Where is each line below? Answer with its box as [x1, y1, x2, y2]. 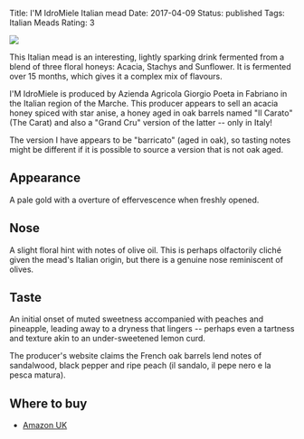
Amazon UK [22, 420, 68, 431]
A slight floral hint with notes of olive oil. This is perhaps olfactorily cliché [9, 244, 282, 256]
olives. [9, 264, 34, 275]
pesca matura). [9, 369, 66, 380]
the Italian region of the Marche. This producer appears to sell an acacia [9, 98, 279, 108]
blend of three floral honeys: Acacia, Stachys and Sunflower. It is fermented [9, 61, 291, 71]
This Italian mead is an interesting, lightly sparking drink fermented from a [9, 51, 285, 62]
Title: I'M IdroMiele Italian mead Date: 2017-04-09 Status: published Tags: [9, 8, 285, 18]
